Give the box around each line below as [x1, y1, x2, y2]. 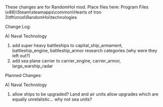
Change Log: [5, 24, 31, 30]
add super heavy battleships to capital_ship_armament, [12, 43, 123, 48]
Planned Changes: [5, 73, 42, 78]
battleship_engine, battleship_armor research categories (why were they [12, 48, 157, 53]
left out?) [12, 53, 31, 59]
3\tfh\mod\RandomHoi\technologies [5, 15, 77, 20]
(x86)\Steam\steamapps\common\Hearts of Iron [5, 9, 102, 15]
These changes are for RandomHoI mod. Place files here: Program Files [5, 4, 149, 10]
